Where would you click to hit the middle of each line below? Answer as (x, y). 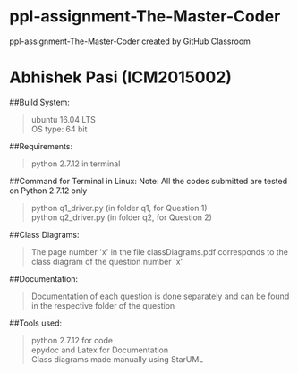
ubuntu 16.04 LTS (63, 119)
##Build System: (39, 102)
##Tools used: (36, 323)
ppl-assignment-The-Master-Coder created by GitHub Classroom (130, 41)
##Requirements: (41, 146)
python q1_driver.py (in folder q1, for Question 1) (119, 208)
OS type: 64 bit (59, 129)
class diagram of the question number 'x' (107, 261)
